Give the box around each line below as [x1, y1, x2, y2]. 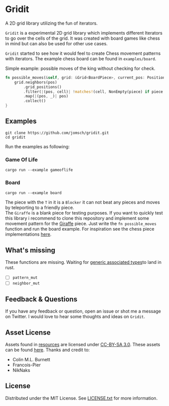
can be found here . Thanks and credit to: [5, 347, 90, 353]
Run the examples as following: [5, 143, 70, 149]
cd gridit [5, 135, 26, 140]
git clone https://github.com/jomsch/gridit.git [5, 130, 109, 135]
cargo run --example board [5, 190, 62, 195]
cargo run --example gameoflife [5, 167, 73, 173]
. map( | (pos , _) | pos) [23, 94, 69, 99]
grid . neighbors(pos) [14, 79, 57, 85]
